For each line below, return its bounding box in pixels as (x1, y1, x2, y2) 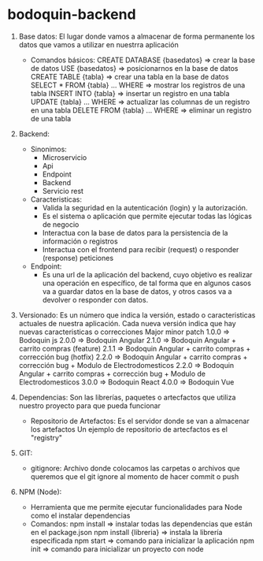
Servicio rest (42, 186, 84, 195)
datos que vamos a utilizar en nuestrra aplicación (18, 39, 179, 49)
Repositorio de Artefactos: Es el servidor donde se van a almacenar (30, 416, 250, 425)
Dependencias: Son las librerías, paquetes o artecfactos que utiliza (18, 392, 236, 402)
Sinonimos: (30, 144, 68, 154)
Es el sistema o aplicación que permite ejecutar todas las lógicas (42, 211, 253, 221)
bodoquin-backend (7, 6, 136, 24)
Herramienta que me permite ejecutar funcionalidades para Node (30, 502, 243, 511)
